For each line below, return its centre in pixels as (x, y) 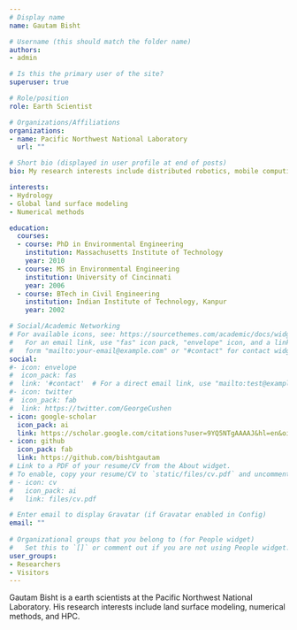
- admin (23, 58)
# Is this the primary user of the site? (87, 74)
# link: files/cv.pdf (53, 499)
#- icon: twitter (41, 392)
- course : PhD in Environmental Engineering (100, 244)
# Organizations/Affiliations (65, 122)
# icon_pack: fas (43, 376)
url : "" (31, 147)
